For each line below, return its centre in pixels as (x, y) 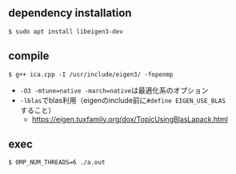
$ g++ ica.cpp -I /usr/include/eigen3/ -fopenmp (91, 74)
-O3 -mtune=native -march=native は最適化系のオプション (114, 90)
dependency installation (70, 13)
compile (29, 56)
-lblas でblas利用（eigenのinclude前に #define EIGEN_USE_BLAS (123, 100)
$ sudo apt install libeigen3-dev (66, 31)
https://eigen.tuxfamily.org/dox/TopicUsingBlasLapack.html (130, 119)
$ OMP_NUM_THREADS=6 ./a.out (57, 163)
